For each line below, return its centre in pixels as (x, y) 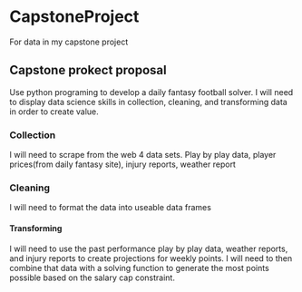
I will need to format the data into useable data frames (110, 208)
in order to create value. (54, 112)
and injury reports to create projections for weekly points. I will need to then (151, 258)
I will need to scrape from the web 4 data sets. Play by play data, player (143, 155)
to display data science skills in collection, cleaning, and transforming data (148, 102)
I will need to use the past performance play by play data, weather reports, (149, 248)
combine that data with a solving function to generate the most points (139, 268)
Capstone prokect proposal (88, 70)
